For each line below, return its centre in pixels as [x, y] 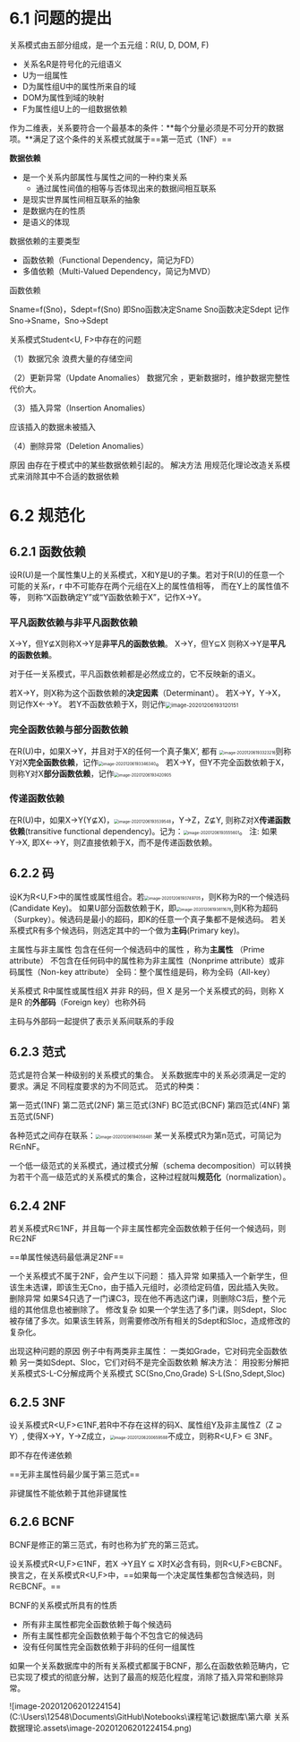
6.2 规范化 [47, 516]
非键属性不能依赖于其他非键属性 [68, 1494]
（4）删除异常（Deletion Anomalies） [79, 445]
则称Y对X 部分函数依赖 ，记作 [62, 773]
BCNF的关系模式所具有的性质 [64, 1605]
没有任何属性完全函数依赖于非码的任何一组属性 [108, 1646]
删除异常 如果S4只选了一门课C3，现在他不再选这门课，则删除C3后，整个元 [148, 1298]
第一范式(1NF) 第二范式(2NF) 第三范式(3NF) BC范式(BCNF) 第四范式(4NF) [145, 1105]
